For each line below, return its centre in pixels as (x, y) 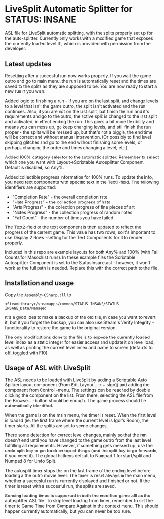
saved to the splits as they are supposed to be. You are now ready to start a (81, 86)
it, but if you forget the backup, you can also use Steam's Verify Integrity (78, 322)
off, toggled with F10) (26, 353)
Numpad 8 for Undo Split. (31, 461)
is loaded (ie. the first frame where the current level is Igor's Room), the (77, 420)
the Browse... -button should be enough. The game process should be (76, 401)
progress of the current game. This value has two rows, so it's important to (80, 232)
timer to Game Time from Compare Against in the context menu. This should (82, 506)
